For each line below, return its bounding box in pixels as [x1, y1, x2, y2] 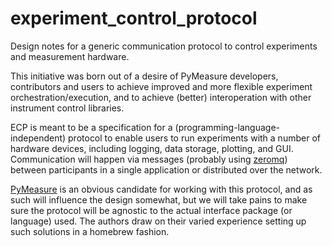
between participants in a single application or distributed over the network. [10, 163, 323, 176]
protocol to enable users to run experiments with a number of [68, 132, 321, 144]
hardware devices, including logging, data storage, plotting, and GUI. [10, 142, 294, 154]
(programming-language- [174, 121, 281, 133]
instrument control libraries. [10, 102, 125, 114]
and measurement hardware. [10, 50, 130, 62]
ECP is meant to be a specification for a [10, 121, 173, 133]
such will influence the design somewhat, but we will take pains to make [10, 193, 308, 206]
